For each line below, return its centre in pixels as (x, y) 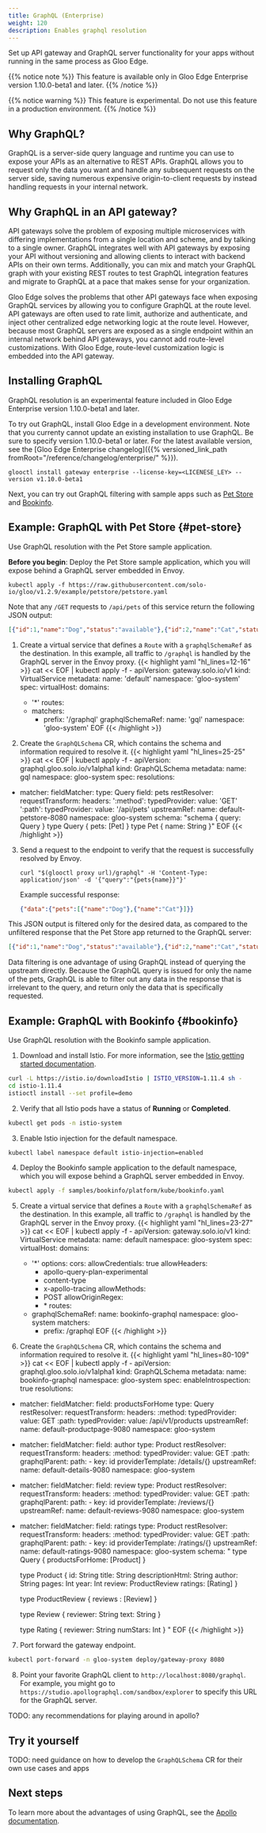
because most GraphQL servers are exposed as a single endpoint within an (131, 331)
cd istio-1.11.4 (35, 1086)
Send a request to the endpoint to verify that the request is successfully (137, 850)
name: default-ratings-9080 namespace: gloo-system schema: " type (133, 1551)
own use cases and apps (49, 1768)
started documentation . (58, 1064)
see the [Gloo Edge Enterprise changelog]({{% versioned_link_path (118, 449)
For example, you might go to (67, 1684)
